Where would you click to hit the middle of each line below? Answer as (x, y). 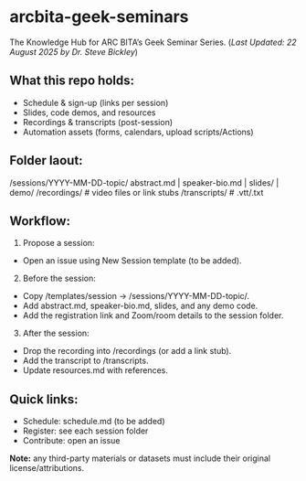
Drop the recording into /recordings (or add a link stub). (127, 351)
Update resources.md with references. (95, 370)
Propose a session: (58, 243)
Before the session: (59, 278)
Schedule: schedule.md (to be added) (94, 422)
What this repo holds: (72, 81)
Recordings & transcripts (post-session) (98, 122)
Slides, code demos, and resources (89, 112)
